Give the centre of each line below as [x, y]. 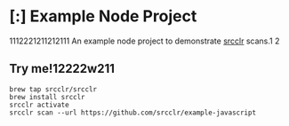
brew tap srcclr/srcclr [53, 89]
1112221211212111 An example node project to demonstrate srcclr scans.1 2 [144, 41]
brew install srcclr [48, 97]
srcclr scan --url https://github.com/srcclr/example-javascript [132, 113]
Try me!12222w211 [62, 69]
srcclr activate [39, 105]
